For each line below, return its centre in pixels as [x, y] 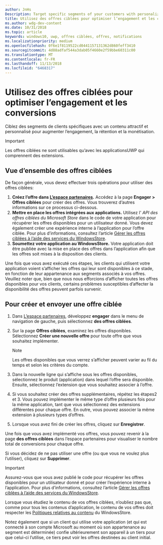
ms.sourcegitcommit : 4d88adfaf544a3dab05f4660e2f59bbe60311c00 [70, 50]
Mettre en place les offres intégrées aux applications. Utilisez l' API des [85, 212]
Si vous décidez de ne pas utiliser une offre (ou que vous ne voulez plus [77, 453]
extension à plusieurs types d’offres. [48, 415]
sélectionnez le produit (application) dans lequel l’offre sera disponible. [83, 379]
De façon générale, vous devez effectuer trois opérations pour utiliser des [79, 182]
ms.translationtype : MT [29, 55]
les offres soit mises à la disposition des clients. [60, 254]
